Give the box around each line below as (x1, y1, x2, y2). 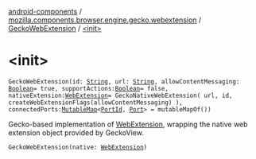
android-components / (8, 7, 82, 16)
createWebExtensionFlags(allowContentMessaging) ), (8, 99, 183, 107)
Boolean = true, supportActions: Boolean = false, (8, 84, 169, 92)
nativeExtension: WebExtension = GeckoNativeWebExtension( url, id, (8, 91, 233, 99)
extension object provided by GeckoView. (8, 127, 145, 138)
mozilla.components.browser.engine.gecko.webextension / (8, 15, 202, 25)
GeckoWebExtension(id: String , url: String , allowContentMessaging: (8, 77, 240, 86)
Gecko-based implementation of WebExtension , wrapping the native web (8, 119, 248, 129)
